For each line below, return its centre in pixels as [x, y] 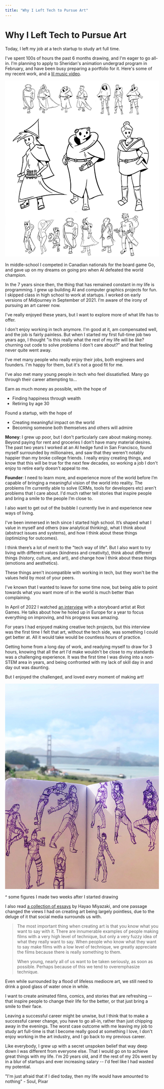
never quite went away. [29, 350]
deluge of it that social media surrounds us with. [53, 917]
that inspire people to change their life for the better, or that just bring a [76, 1001]
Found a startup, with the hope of [39, 413]
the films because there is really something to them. [69, 952]
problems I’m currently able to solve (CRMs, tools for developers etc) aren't [81, 488]
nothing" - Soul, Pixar [27, 1082]
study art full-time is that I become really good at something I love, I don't [79, 1031]
